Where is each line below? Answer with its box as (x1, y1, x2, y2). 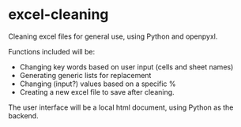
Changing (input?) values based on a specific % (19, 79, 176, 88)
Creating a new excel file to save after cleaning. (19, 87, 175, 96)
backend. (8, 110, 39, 120)
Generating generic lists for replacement (19, 70, 152, 80)
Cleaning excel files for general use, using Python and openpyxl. (8, 32, 218, 41)
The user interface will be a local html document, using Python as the (8, 103, 234, 112)
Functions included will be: (8, 47, 96, 56)
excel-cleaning (8, 6, 109, 24)
